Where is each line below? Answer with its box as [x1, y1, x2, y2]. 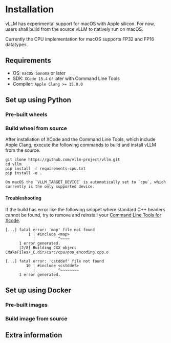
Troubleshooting [5, 195, 42, 201]
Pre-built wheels [5, 111, 48, 118]
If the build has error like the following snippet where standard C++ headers [5, 206, 165, 212]
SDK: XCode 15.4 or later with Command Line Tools [12, 75, 120, 82]
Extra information [5, 331, 62, 339]
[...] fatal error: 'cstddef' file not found [5, 258, 104, 264]
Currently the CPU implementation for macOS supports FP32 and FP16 [5, 36, 155, 42]
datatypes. [5, 41, 28, 47]
